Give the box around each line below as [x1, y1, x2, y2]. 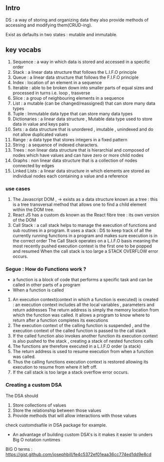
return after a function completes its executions [12, 317, 108, 323]
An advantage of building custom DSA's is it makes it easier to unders [12, 431, 153, 437]
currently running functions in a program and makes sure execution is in [12, 232, 158, 239]
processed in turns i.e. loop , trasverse [12, 90, 90, 96]
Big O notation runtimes [12, 437, 61, 442]
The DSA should [5, 393, 39, 398]
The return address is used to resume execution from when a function [12, 349, 154, 354]
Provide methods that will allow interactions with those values [12, 413, 137, 418]
